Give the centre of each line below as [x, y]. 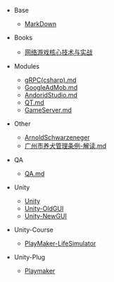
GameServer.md [48, 110]
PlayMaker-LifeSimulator [60, 243]
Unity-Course [34, 230]
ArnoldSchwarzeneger [57, 137]
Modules [27, 66]
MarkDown [40, 24]
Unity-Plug [30, 257]
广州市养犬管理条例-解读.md [65, 146]
